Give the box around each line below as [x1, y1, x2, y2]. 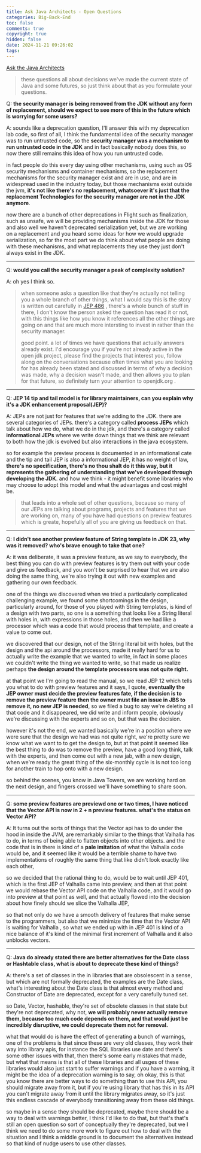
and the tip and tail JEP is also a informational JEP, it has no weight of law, [6, 456, 189, 463]
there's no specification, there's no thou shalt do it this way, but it [6, 462, 173, 469]
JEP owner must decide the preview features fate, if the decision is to [6, 690, 182, 697]
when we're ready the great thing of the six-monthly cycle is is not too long [6, 758, 191, 765]
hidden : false [6, 36, 42, 42]
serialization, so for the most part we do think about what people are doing [6, 236, 190, 243]
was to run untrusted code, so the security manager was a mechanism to [6, 137, 190, 144]
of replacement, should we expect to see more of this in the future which [6, 106, 190, 114]
